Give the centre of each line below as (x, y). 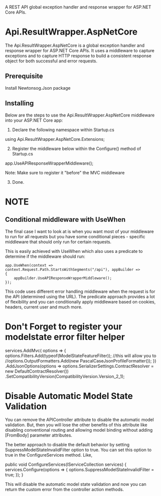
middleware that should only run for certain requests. (58, 242)
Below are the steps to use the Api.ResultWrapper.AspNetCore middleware (80, 115)
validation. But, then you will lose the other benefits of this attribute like (76, 425)
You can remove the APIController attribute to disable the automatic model (80, 420)
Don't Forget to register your (64, 326)
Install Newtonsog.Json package (38, 88)
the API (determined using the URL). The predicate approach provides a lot (80, 296)
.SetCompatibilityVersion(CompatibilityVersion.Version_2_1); (65, 376)
